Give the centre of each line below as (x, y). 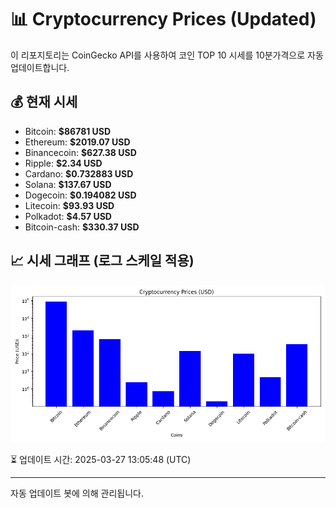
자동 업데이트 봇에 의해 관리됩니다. (77, 493)
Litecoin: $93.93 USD (69, 205)
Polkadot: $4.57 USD (68, 216)
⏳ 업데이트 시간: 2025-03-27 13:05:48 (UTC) (101, 459)
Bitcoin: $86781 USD (68, 131)
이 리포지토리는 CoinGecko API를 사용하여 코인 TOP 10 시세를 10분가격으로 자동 (167, 55)
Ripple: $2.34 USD (63, 163)
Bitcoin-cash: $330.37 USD (82, 227)
